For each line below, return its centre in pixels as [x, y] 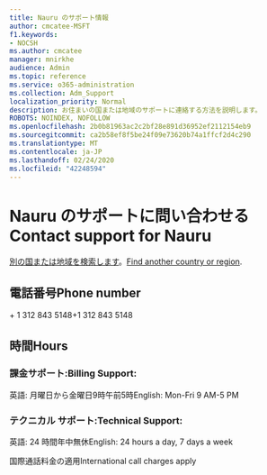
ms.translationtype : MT [54, 143]
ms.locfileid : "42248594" [58, 169]
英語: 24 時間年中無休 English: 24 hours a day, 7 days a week [121, 442]
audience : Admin [40, 69]
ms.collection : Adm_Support [62, 93]
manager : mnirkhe [42, 59]
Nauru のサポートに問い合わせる [129, 216]
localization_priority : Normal [68, 101]
